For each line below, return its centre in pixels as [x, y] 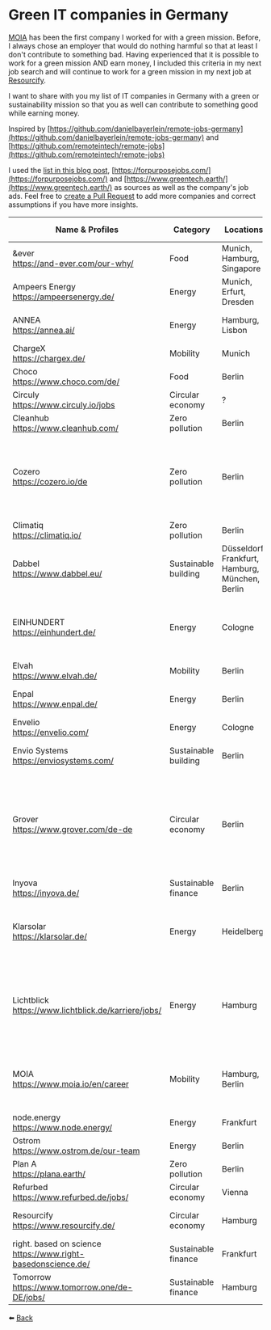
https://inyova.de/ [46, 893]
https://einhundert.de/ [54, 632]
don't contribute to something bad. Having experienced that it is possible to [134, 54]
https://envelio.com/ [50, 732]
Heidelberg [243, 931]
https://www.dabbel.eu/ [57, 573]
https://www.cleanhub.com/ [66, 428]
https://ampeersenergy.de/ [63, 297]
